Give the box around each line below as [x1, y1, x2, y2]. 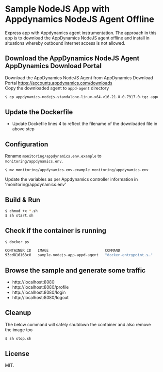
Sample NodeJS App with [5, 3, 110, 15]
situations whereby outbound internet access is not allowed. [5, 40, 126, 46]
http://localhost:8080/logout [12, 294, 69, 300]
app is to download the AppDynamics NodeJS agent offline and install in [5, 35, 149, 41]
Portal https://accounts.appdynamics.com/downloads [5, 80, 113, 86]
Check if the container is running [5, 227, 107, 235]
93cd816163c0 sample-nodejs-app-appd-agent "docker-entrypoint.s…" [5, 253, 153, 258]
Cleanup [5, 309, 32, 317]
